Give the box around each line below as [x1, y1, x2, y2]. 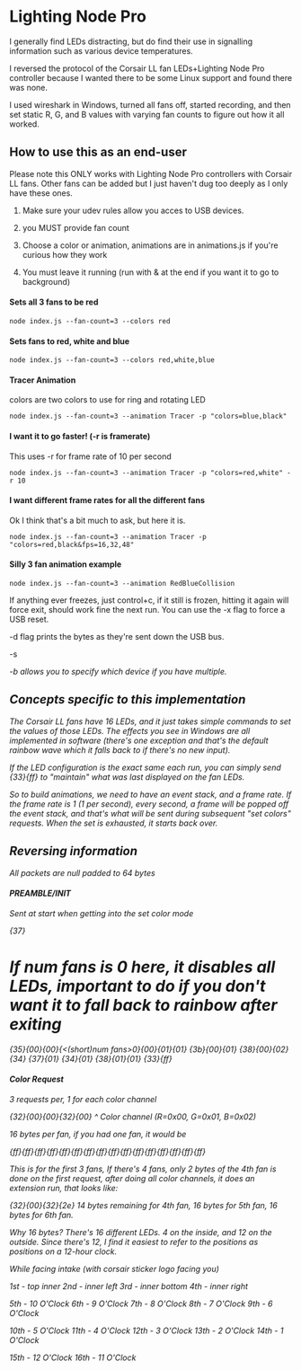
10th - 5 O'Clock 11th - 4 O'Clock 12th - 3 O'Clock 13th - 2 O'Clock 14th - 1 [9, 1325, 284, 1336]
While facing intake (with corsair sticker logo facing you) [9, 1263, 220, 1274]
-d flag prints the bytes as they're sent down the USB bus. [9, 631, 225, 641]
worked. [9, 119, 40, 129]
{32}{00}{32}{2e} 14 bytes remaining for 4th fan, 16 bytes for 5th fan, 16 [9, 1199, 279, 1210]
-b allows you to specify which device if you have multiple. [9, 666, 227, 676]
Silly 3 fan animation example [9, 559, 122, 570]
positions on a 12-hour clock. [9, 1246, 118, 1257]
